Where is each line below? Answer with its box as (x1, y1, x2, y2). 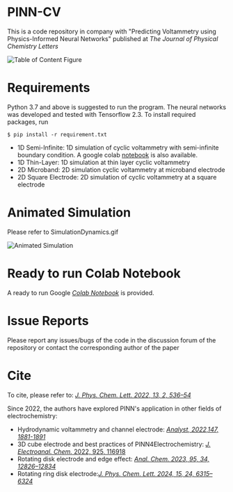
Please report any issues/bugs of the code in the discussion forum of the (7, 335, 216, 344)
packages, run (7, 118, 49, 126)
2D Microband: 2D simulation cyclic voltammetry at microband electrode (17, 165, 225, 174)
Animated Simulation (7, 205, 131, 221)
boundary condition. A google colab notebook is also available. (17, 150, 198, 159)
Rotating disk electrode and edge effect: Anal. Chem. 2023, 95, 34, (17, 454, 210, 463)
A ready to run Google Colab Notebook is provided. (7, 288, 154, 296)
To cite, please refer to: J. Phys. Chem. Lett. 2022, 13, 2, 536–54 (7, 390, 191, 399)
